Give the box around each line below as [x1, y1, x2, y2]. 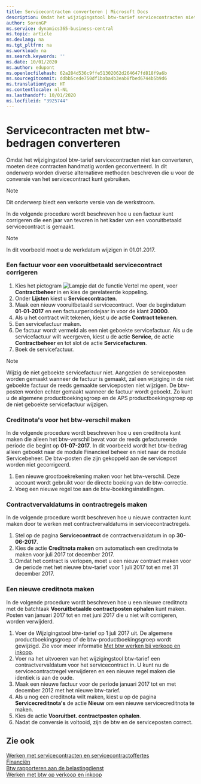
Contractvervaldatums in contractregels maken [6, 501, 148, 509]
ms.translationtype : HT [6, 81, 66, 87]
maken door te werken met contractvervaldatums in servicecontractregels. [6, 520, 191, 528]
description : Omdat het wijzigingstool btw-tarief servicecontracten [6, 14, 184, 20]
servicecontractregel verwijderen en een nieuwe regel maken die [14, 667, 175, 674]
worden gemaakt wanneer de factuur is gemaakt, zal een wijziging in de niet [6, 375, 194, 382]
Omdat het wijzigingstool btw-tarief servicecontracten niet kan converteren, [6, 156, 194, 164]
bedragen [6, 136, 56, 150]
